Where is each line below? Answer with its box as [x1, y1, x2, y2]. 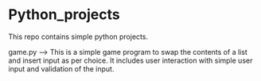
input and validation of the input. [8, 64, 115, 73]
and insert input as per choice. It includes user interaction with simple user [8, 56, 253, 65]
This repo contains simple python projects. [8, 32, 149, 41]
